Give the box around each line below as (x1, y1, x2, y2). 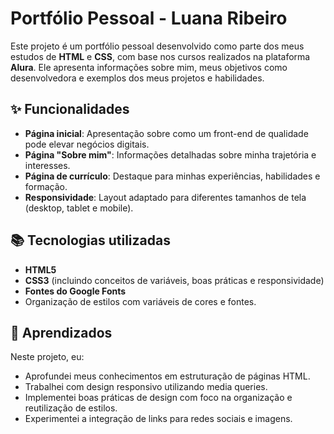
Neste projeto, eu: (10, 351, 85, 363)
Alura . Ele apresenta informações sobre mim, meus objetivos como (10, 61, 288, 73)
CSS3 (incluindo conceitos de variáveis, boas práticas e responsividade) (24, 274, 325, 286)
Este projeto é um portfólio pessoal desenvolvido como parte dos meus (10, 40, 305, 52)
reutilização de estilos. (24, 402, 118, 414)
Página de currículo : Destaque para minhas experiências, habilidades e (24, 170, 321, 182)
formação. (24, 180, 68, 192)
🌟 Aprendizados (10, 324, 113, 341)
